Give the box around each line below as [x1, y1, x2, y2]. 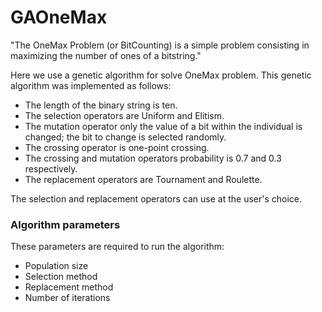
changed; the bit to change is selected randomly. [24, 131, 227, 143]
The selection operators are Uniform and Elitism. [24, 109, 225, 121]
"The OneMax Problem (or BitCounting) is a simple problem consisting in [10, 39, 310, 51]
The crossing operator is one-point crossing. [24, 141, 210, 153]
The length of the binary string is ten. [24, 99, 178, 111]
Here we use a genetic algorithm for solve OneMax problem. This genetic [10, 69, 312, 81]
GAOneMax [10, 6, 108, 29]
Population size [24, 260, 89, 272]
